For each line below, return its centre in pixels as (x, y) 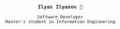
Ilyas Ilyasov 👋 (60, 7)
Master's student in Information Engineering (60, 22)
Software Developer (60, 17)
